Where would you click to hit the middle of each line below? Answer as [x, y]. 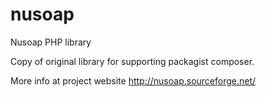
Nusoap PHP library [51, 42]
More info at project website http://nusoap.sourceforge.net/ [133, 80]
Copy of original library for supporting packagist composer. [132, 61]
